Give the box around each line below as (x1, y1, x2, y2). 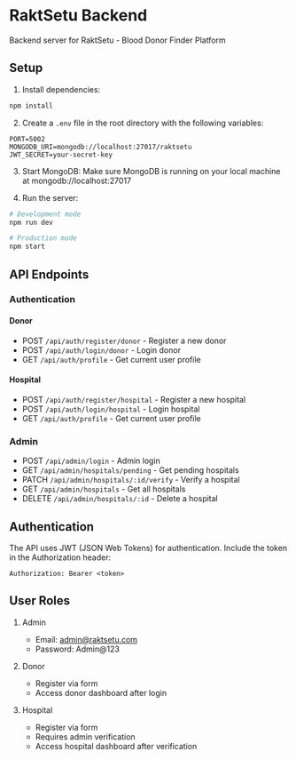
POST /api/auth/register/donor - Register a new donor (21, 335, 227, 346)
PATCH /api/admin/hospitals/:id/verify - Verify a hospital (21, 475, 241, 485)
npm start (9, 242, 46, 252)
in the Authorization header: (9, 552, 112, 563)
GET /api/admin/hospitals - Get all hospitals (21, 484, 186, 494)
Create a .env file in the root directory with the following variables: (21, 117, 264, 128)
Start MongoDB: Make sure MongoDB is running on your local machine (21, 165, 281, 176)
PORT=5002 (9, 134, 46, 143)
